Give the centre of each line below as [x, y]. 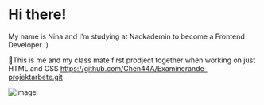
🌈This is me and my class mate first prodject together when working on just [132, 60]
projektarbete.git [36, 77]
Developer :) [29, 44]
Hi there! [37, 15]
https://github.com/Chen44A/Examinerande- [134, 68]
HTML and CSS [33, 68]
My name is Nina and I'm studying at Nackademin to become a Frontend [126, 36]
